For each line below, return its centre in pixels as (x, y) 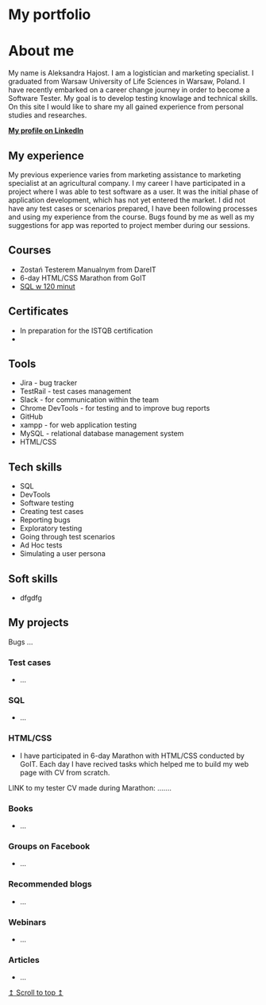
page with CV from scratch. (65, 772)
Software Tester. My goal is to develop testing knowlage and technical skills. (133, 99)
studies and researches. (48, 115)
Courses (30, 251)
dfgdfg (31, 598)
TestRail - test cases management (75, 392)
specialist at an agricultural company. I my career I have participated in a (127, 183)
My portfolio (50, 15)
